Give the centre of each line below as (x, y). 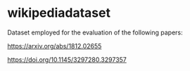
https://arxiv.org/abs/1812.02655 (55, 46)
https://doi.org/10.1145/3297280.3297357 (67, 59)
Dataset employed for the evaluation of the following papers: (95, 32)
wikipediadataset (59, 13)
